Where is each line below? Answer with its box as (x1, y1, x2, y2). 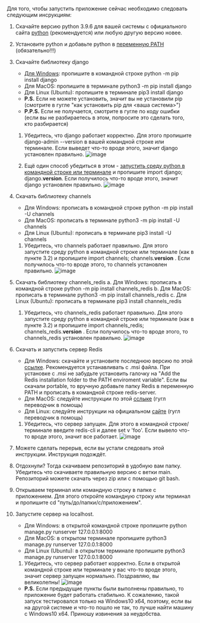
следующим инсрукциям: (7, 11, 72, 18)
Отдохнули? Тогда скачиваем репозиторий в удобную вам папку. (15, 462, 182, 469)
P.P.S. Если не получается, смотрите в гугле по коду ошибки (24, 108, 180, 115)
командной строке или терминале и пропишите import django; (24, 169, 183, 176)
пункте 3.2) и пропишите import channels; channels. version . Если (24, 255, 191, 262)
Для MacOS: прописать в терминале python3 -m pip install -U (24, 217, 180, 224)
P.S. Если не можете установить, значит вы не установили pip (24, 95, 183, 102)
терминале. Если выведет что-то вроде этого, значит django (24, 145, 178, 151)
